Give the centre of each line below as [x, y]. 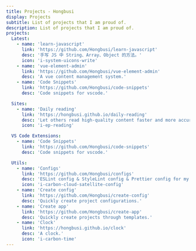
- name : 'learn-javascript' [50, 44]
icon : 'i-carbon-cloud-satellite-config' [73, 185]
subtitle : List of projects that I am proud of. [66, 22]
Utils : [19, 163]
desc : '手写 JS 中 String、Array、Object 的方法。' [81, 55]
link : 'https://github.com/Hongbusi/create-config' [85, 195]
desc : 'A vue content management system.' [74, 77]
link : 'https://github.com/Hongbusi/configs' [78, 174]
